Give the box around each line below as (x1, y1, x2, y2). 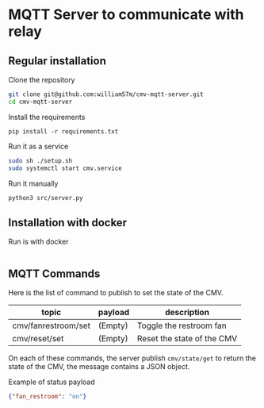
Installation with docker (8, 216, 128, 229)
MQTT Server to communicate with (8, 6, 244, 24)
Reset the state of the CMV (137, 333, 238, 344)
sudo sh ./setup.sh (8, 156, 73, 164)
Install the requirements (8, 112, 86, 121)
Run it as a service (8, 141, 69, 151)
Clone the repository (8, 75, 75, 84)
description (165, 307, 210, 318)
